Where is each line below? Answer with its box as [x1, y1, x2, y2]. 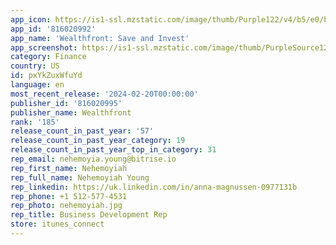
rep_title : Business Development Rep [10, 210, 168, 220]
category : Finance [10, 52, 87, 62]
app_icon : [10, 14, 52, 25]
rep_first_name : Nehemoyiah [10, 163, 128, 173]
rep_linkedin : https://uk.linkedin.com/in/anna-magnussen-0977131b [10, 182, 298, 192]
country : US [10, 61, 60, 71]
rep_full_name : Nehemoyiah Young [10, 172, 150, 183]
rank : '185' [10, 117, 60, 127]
